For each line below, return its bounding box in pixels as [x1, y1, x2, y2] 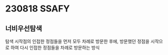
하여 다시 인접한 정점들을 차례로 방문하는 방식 [10, 44, 100, 50]
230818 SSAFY [5, 3, 70, 14]
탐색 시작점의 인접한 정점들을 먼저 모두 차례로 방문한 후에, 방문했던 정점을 [5, 38, 150, 44]
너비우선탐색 [5, 24, 42, 32]
